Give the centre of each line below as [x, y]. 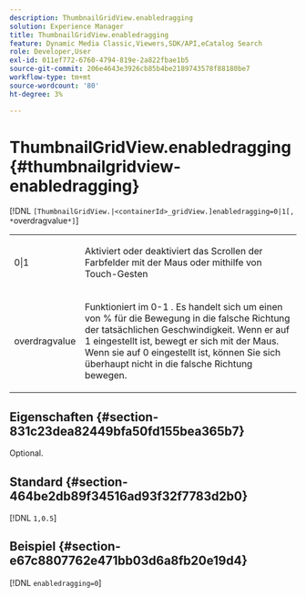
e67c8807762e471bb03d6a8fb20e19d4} [128, 561]
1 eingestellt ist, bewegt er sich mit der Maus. [182, 341]
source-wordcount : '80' [55, 86]
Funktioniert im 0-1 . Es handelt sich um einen [184, 307]
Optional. [26, 453]
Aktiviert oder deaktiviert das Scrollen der [174, 252]
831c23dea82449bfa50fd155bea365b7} [127, 431]
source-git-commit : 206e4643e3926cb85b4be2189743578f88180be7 [130, 69]
